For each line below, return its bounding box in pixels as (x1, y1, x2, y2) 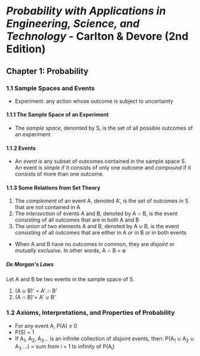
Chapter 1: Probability (6, 66, 88, 76)
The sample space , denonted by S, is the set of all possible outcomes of (14, 124, 193, 132)
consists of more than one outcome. (14, 170, 104, 177)
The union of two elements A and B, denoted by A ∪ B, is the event (14, 223, 179, 230)
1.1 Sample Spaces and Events (6, 84, 95, 92)
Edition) (6, 42, 46, 56)
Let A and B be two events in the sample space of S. (6, 276, 135, 283)
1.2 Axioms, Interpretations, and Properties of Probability (6, 309, 175, 317)
